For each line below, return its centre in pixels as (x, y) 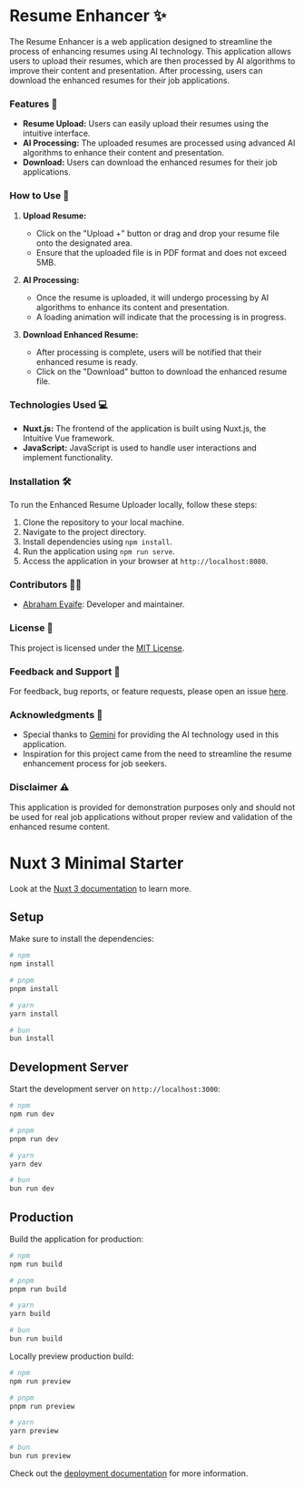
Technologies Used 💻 (59, 405)
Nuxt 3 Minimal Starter (97, 863)
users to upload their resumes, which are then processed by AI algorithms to (152, 61)
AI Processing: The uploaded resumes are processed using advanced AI (159, 143)
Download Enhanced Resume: (80, 334)
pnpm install (34, 988)
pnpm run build (38, 1289)
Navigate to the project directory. (84, 532)
